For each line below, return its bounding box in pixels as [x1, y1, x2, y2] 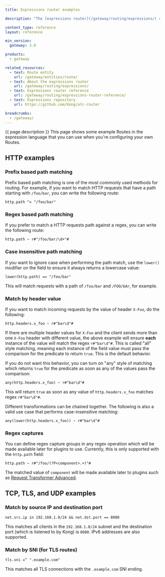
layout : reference [5, 30, 43, 34]
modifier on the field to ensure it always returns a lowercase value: [5, 264, 140, 271]
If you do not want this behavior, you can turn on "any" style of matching [5, 360, 152, 366]
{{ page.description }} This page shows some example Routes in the [5, 129, 143, 135]
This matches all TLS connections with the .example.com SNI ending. [5, 566, 143, 572]
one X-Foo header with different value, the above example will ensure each [5, 335, 156, 341]
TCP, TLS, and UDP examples [5, 489, 96, 497]
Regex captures [5, 429, 44, 436]
